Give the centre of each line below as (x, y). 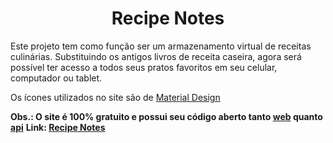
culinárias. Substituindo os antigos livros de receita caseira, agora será (156, 56)
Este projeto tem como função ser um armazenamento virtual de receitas (161, 46)
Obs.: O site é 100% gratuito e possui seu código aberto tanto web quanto (166, 116)
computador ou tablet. (56, 78)
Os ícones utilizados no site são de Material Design (115, 97)
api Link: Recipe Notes (58, 127)
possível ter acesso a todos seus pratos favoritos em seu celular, (144, 67)
